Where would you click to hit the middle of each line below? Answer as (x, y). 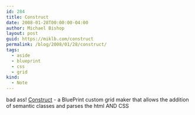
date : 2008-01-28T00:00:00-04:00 (47, 22)
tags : (13, 50)
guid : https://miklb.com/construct (50, 39)
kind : (13, 77)
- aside (21, 55)
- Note (19, 83)
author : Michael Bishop (35, 28)
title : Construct (27, 17)
